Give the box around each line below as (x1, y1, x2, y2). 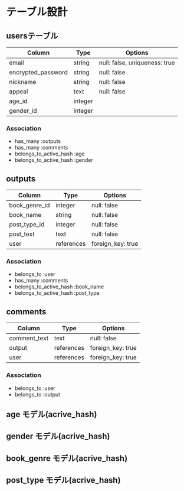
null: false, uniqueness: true (98, 58, 175, 67)
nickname (9, 78, 37, 86)
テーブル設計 (6, 5, 68, 19)
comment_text (9, 334, 49, 343)
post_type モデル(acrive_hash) (6, 475, 121, 485)
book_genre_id (9, 201, 50, 210)
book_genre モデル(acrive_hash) (6, 453, 128, 463)
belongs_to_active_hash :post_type (14, 290, 100, 297)
